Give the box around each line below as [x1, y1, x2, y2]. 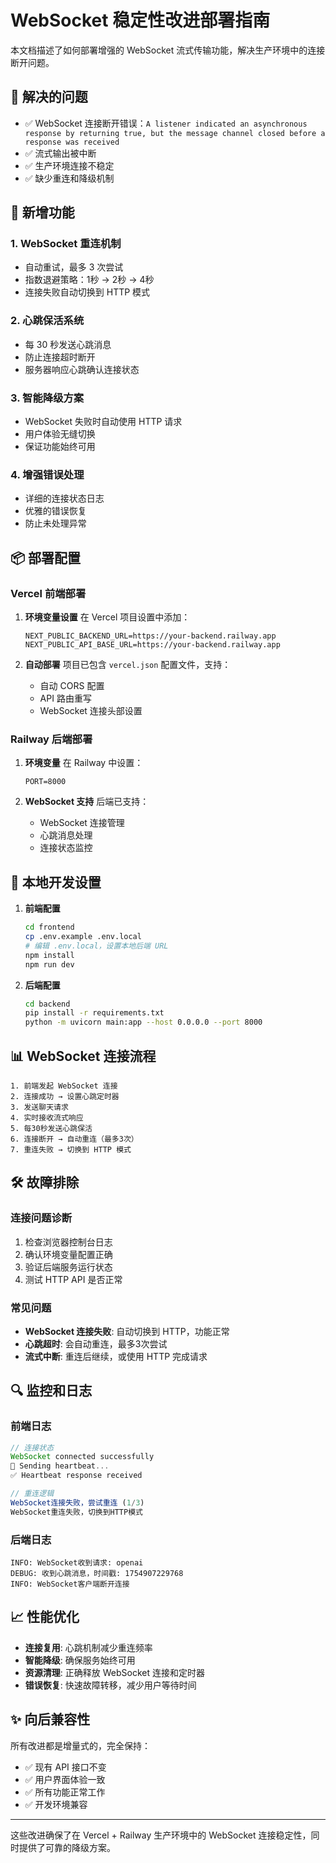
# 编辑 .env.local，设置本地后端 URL [24, 941, 169, 951]
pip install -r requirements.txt [24, 1008, 165, 1018]
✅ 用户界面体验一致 [24, 1773, 106, 1785]
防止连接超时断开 [24, 351, 96, 363]
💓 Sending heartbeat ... [10, 1461, 110, 1471]
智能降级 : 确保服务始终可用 [24, 1654, 136, 1666]
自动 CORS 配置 [39, 680, 105, 692]
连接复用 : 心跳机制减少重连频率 [24, 1641, 153, 1653]
